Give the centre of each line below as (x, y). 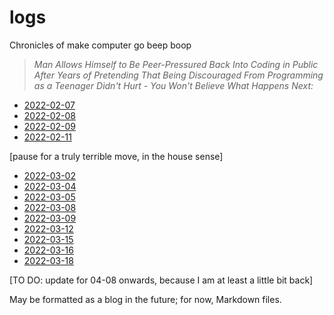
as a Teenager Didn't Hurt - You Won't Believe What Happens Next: (173, 85)
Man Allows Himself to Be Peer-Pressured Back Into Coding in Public (176, 64)
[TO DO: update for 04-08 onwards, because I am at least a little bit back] (161, 280)
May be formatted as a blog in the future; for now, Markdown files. (145, 299)
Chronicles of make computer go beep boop (100, 45)
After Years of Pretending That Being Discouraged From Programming (178, 75)
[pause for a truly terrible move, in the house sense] (116, 156)
